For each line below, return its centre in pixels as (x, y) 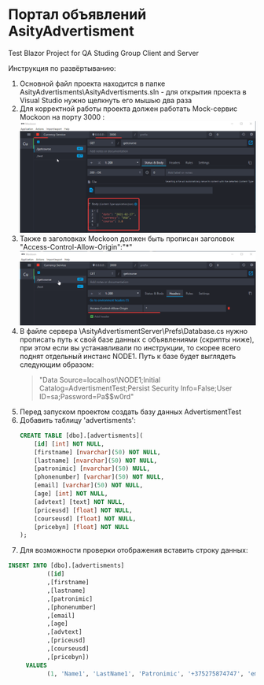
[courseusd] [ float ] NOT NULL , (85, 518)
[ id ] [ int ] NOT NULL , (69, 444)
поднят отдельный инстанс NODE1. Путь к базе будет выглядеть (128, 356)
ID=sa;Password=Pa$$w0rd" (86, 396)
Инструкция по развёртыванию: (62, 68)
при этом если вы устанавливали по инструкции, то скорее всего (130, 347)
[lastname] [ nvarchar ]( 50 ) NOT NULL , (96, 461)
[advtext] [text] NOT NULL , (80, 502)
